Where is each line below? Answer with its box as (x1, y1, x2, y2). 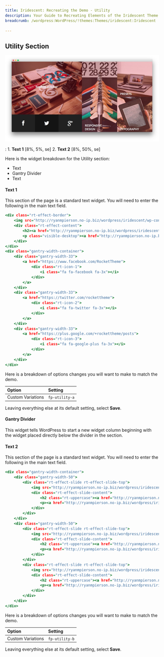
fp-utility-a (48, 395, 75, 400)
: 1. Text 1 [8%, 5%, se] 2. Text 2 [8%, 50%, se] (5, 147, 101, 152)
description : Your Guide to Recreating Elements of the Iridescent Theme (5, 13, 159, 18)
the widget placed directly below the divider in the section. (5, 432, 123, 438)
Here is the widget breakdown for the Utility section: (5, 156, 110, 162)
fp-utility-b (48, 636, 75, 641)
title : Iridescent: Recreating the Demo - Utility (5, 8, 110, 13)
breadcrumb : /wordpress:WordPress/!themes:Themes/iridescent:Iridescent (5, 18, 156, 23)
